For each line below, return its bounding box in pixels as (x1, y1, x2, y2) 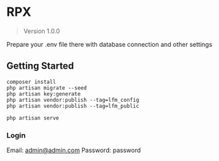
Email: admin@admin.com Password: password (6, 146, 141, 155)
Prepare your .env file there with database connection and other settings (6, 40, 213, 48)
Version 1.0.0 (23, 27, 60, 35)
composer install (6, 78, 56, 85)
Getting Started (6, 60, 74, 72)
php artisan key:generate (6, 90, 81, 97)
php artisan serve (6, 114, 59, 121)
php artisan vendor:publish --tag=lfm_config (6, 96, 139, 103)
